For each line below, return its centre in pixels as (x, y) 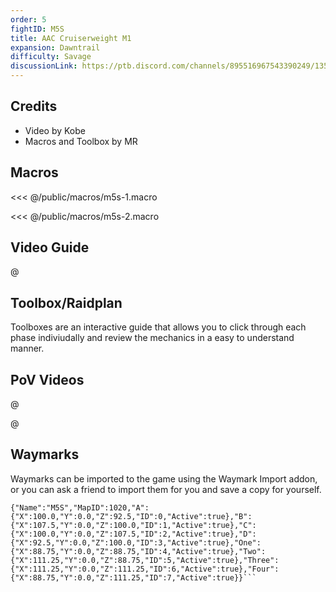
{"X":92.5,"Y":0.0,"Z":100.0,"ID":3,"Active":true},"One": (136, 542)
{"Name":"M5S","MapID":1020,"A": (80, 507)
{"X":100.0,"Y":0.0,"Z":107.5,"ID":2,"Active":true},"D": (133, 534)
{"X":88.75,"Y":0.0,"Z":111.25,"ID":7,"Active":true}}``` (133, 577)
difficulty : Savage (51, 57)
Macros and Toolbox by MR (81, 141)
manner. (27, 348)
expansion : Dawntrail (55, 47)
